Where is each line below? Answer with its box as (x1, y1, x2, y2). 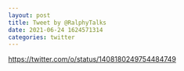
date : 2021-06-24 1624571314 (8, 26, 103, 34)
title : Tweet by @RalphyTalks (8, 19, 107, 27)
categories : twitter (8, 33, 76, 41)
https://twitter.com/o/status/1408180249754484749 (8, 55, 177, 64)
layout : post (8, 11, 51, 20)
